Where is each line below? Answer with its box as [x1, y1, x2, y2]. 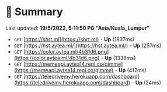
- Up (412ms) [114, 66, 147, 73]
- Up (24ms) [131, 79, 161, 86]
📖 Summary [5, 5, 63, 19]
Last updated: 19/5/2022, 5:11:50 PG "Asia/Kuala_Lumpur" [5, 24, 150, 31]
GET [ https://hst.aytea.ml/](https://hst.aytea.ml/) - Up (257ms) [13, 42, 162, 49]
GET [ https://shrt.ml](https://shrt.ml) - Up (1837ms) [13, 36, 135, 43]
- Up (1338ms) [100, 54, 136, 61]
